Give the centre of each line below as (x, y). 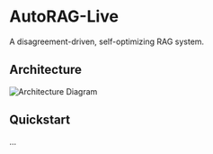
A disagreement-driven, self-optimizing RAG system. (107, 41)
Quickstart (40, 120)
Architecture (46, 70)
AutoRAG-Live (64, 17)
